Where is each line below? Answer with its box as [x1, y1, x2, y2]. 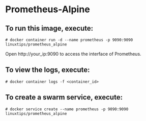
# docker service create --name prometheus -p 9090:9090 [5, 106, 129, 112]
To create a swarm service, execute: [5, 93, 123, 102]
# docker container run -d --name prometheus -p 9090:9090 [5, 37, 133, 42]
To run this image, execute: [5, 24, 94, 33]
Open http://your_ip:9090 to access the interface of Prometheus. [5, 51, 141, 57]
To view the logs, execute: [5, 65, 90, 75]
